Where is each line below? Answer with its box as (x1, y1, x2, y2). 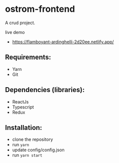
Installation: (5, 123, 43, 131)
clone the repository (12, 136, 53, 142)
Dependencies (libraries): (5, 86, 85, 94)
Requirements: (5, 53, 51, 62)
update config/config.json (12, 147, 65, 153)
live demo (5, 29, 25, 35)
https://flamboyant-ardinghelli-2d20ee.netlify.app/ (12, 38, 114, 45)
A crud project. (5, 20, 35, 26)
